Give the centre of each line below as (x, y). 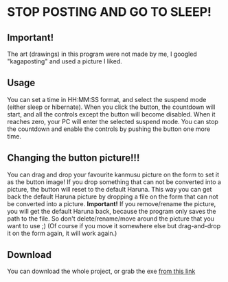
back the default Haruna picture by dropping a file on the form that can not (113, 197)
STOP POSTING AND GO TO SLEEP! (109, 12)
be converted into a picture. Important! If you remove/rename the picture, (112, 203)
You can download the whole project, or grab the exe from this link (101, 271)
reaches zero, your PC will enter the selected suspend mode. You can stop (113, 121)
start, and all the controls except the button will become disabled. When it (111, 114)
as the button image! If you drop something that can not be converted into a (114, 182)
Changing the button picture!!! (73, 158)
